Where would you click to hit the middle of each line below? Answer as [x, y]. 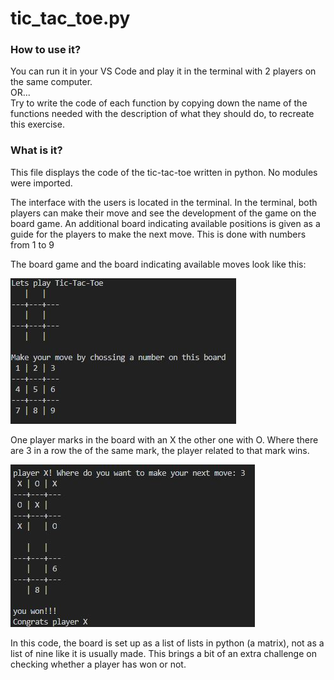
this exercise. [37, 124]
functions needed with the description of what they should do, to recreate [162, 114]
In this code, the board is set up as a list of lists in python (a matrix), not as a [167, 643]
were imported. [41, 183]
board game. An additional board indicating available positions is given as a [165, 223]
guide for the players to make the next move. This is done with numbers [158, 234]
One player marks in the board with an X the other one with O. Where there [164, 439]
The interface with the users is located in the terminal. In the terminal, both [164, 202]
